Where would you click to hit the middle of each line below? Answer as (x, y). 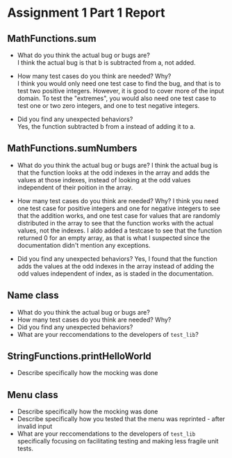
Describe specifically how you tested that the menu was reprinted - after (121, 419)
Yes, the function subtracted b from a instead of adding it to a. (106, 126)
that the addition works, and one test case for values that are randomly (118, 215)
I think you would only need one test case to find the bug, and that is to (119, 84)
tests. (25, 449)
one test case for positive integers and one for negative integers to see (119, 208)
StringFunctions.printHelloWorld (79, 356)
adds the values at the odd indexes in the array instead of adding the (116, 266)
